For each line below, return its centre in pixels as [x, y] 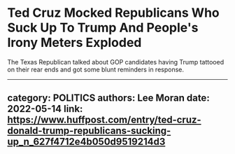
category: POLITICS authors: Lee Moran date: [108, 98]
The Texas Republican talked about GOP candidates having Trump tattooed [116, 62]
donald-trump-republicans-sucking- [89, 131]
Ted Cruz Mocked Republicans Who [114, 13]
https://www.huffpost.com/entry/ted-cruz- [104, 120]
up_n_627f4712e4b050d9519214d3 [86, 142]
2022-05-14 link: [45, 109]
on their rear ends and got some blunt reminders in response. [95, 69]
